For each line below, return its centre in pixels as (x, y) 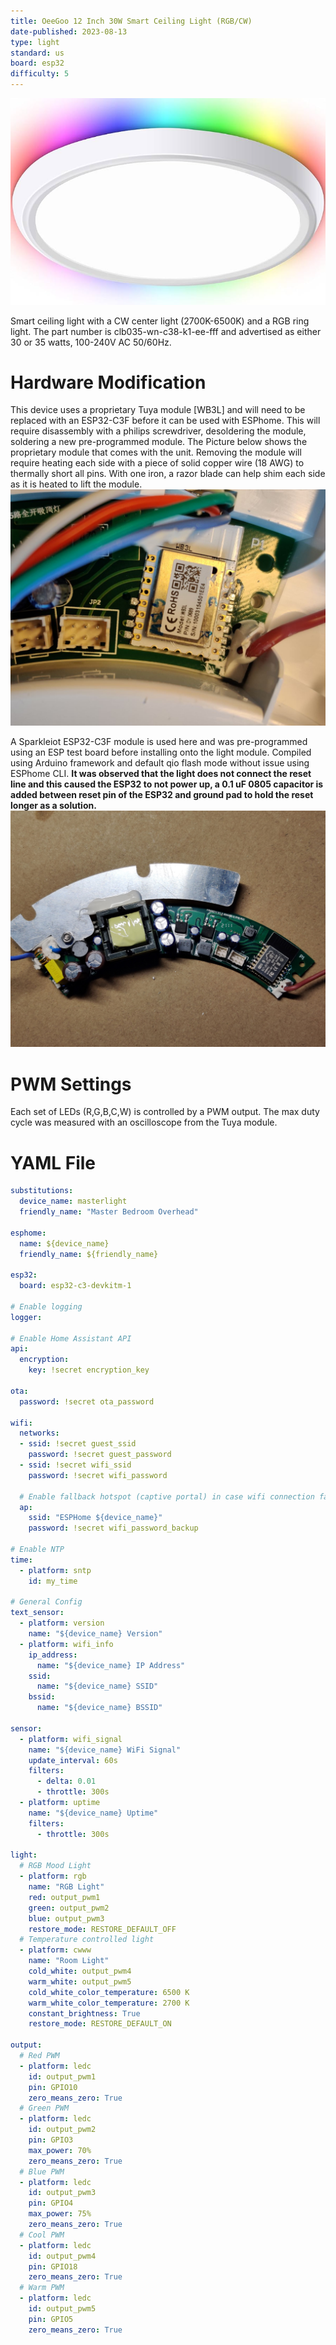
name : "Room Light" (69, 1961)
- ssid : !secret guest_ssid (78, 1444)
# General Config (46, 1602)
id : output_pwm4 (62, 2256)
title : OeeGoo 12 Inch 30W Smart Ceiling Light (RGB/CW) (131, 21)
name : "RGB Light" (66, 1887)
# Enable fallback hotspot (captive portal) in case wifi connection (167, 1496)
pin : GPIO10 (53, 2087)
